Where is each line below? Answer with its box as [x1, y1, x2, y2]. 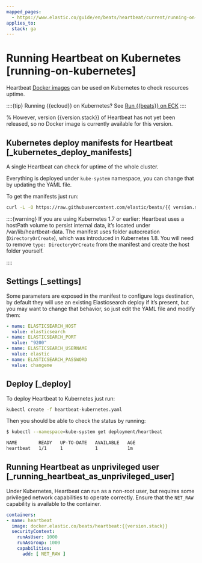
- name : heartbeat [6, 517, 52, 523]
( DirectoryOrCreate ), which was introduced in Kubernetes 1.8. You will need [6, 234, 194, 241]
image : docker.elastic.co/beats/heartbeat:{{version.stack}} [11, 523, 168, 529]
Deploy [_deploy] [6, 379, 72, 389]
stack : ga [11, 25, 36, 32]
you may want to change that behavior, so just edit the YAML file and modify [6, 305, 195, 312]
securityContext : [11, 529, 55, 535]
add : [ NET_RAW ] [22, 551, 66, 557]
